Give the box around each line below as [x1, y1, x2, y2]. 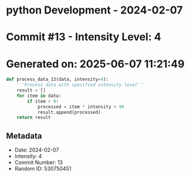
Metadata [6, 131, 42, 141]
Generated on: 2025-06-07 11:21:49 [6, 57, 185, 70]
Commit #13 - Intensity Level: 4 [6, 30, 161, 44]
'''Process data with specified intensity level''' [16, 82, 145, 88]
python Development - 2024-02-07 [6, 4, 183, 17]
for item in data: [16, 93, 62, 98]
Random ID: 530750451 [14, 165, 72, 172]
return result [16, 115, 51, 121]
